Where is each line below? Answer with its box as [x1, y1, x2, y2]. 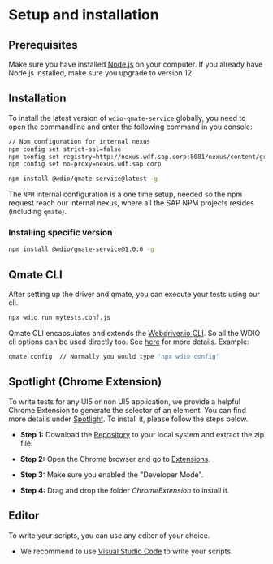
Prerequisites [8, 38, 78, 52]
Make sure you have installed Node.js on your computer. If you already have [8, 59, 263, 69]
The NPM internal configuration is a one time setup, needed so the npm [8, 189, 243, 200]
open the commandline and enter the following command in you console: [8, 122, 253, 131]
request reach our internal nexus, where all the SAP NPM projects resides [8, 198, 254, 208]
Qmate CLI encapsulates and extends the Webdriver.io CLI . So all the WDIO [8, 329, 261, 338]
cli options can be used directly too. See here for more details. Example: [8, 337, 249, 347]
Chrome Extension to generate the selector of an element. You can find [8, 405, 246, 415]
